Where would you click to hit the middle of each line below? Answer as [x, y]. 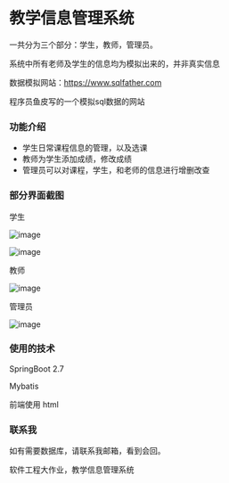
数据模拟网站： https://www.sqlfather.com [86, 82]
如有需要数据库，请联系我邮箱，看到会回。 [87, 451]
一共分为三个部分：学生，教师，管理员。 [83, 45]
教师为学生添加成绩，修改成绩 [77, 159]
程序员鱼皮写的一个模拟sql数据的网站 [77, 101]
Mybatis [24, 386]
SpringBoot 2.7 [37, 368]
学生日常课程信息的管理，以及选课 [85, 148]
